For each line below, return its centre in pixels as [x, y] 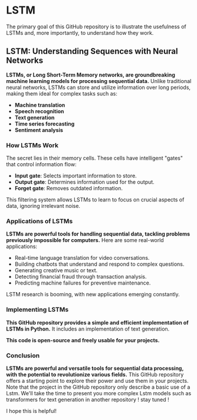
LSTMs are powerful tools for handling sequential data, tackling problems [98, 234]
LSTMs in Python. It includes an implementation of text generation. [88, 329]
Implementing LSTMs [37, 310]
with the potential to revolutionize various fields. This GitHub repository [95, 374]
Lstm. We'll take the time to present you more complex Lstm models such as [99, 393]
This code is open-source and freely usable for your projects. [83, 340]
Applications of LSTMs [40, 221]
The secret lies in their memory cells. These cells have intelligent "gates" [94, 158]
